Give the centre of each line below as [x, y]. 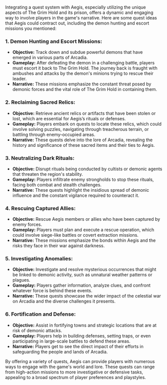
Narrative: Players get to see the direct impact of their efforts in [78, 346]
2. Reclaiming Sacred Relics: [40, 102]
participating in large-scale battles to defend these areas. [71, 341]
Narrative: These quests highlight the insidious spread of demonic [81, 190]
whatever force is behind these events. [52, 291]
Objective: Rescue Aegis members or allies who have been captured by [86, 219]
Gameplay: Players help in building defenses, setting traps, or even [82, 336]
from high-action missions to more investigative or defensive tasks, [74, 372]
